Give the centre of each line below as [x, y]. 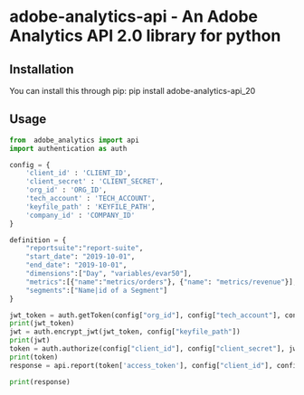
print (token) [34, 357]
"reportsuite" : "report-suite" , [85, 249]
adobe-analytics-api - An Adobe [133, 17]
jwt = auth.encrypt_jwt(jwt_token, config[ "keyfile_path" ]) [125, 332]
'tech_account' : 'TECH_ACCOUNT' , [90, 199]
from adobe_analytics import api [75, 140]
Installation [42, 69]
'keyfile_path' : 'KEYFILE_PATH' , [90, 207]
